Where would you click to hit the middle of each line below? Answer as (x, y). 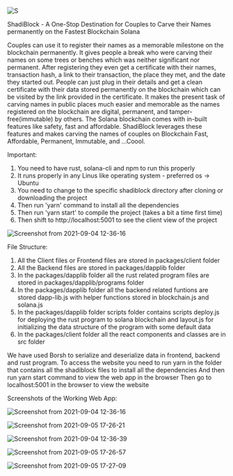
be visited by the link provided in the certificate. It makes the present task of (116, 97)
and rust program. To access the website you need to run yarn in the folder (115, 363)
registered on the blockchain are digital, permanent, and (88, 112)
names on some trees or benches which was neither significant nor (104, 60)
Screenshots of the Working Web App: (62, 398)
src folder (31, 342)
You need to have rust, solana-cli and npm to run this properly (106, 168)
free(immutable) (30, 119)
